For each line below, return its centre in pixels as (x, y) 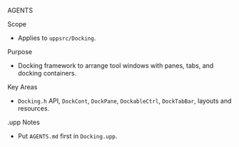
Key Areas (22, 87)
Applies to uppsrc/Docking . (57, 38)
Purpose (20, 52)
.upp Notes (24, 122)
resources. (34, 108)
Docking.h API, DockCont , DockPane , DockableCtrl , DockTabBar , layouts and (124, 101)
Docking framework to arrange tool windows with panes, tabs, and (116, 66)
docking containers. (47, 73)
